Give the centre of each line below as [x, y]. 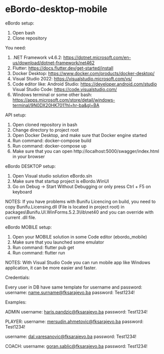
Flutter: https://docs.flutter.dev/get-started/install [63, 68]
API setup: [16, 115]
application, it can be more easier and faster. [51, 267]
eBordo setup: [20, 23]
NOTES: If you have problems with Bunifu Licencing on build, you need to [81, 201]
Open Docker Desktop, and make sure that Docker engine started [80, 135]
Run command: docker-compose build [52, 140]
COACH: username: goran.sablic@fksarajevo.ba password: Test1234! [77, 346]
